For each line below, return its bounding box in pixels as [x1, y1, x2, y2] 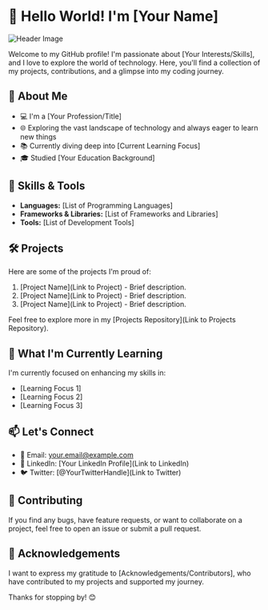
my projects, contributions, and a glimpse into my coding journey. [8, 66, 224, 75]
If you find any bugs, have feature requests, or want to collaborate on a [8, 515, 242, 524]
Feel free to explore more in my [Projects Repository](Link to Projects [8, 315, 236, 325]
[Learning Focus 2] [19, 392, 83, 402]
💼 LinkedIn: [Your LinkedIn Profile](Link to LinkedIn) [19, 459, 190, 468]
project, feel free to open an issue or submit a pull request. [8, 523, 202, 533]
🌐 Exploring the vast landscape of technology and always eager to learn [19, 123, 258, 132]
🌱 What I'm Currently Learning [8, 346, 163, 360]
